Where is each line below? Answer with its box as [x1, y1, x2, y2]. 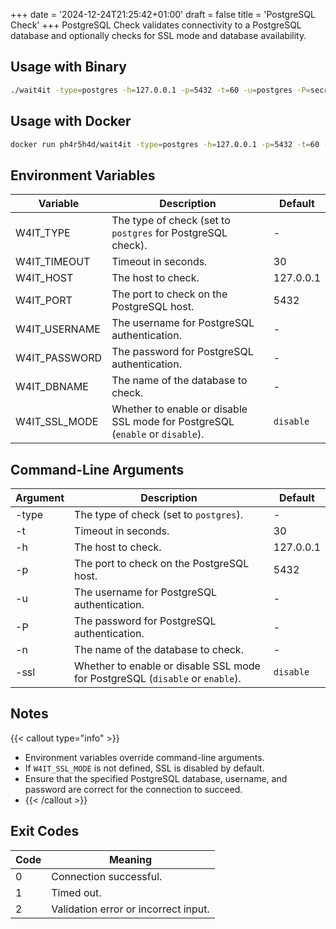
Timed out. [51, 885, 102, 899]
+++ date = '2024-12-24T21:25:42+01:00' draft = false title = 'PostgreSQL [10, 9, 316, 20]
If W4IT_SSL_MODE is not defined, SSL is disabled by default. [24, 762, 265, 774]
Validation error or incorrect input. [51, 902, 210, 916]
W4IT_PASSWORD [15, 351, 103, 365]
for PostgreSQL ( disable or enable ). [74, 672, 242, 685]
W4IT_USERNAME [15, 322, 101, 336]
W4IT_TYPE [15, 226, 71, 240]
